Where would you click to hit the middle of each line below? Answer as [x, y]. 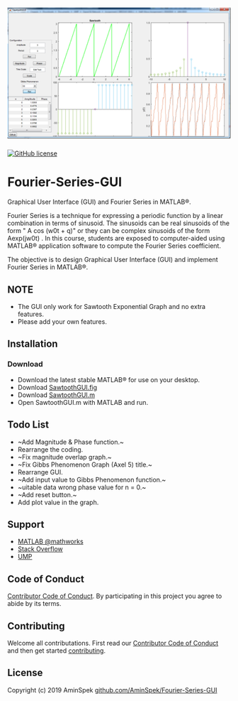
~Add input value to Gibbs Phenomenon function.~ [92, 479]
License [25, 673]
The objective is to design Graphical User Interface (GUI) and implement [113, 260]
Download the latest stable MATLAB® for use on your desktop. [109, 379]
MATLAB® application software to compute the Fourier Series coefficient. [114, 246]
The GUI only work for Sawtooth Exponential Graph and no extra [112, 307]
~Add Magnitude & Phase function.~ [70, 442]
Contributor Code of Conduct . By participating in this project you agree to [115, 596]
